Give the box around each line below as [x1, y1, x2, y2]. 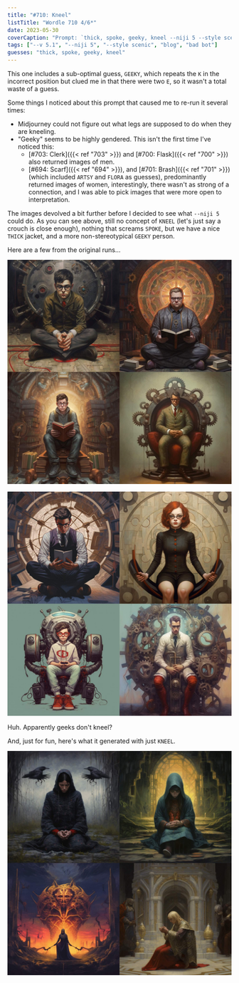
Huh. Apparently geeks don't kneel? [7, 723, 112, 731]
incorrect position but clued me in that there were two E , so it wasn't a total [7, 77, 227, 85]
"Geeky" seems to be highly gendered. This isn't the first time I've [17, 135, 211, 143]
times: [7, 106, 26, 114]
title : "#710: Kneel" [7, 11, 72, 19]
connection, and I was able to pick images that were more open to [28, 188, 222, 196]
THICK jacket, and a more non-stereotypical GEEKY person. [7, 232, 176, 240]
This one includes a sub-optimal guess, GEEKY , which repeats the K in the [7, 70, 220, 78]
